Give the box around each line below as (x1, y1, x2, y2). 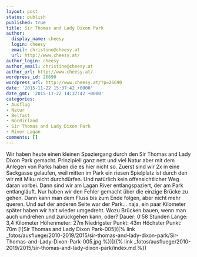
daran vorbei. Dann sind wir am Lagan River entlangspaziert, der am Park (6, 182, 183, 189)
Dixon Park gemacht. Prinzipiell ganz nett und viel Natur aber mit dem (6, 156, 175, 163)
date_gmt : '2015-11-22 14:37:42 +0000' (6, 91, 104, 96)
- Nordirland (6, 118, 38, 124)
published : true (6, 19, 46, 25)
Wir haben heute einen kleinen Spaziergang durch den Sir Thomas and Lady (6, 151, 191, 158)
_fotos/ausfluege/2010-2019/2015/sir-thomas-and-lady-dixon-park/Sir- (6, 232, 179, 239)
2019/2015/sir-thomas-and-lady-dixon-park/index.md (6, 244, 136, 251)
